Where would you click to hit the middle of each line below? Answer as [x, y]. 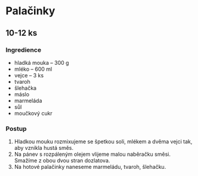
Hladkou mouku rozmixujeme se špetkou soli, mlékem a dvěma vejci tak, [103, 142]
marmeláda [28, 100]
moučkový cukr [33, 113]
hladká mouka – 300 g [41, 62]
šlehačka [25, 88]
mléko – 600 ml [33, 69]
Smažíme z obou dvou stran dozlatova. [62, 161]
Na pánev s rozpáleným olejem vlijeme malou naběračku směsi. [92, 154]
